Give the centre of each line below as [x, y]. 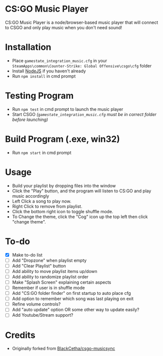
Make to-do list [27, 255]
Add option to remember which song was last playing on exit [73, 299]
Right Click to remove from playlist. [47, 206]
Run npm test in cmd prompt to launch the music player [67, 109]
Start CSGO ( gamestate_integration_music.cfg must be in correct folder [84, 114]
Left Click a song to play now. [42, 201]
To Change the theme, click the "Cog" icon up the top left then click [80, 217]
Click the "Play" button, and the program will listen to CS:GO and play [82, 191]
